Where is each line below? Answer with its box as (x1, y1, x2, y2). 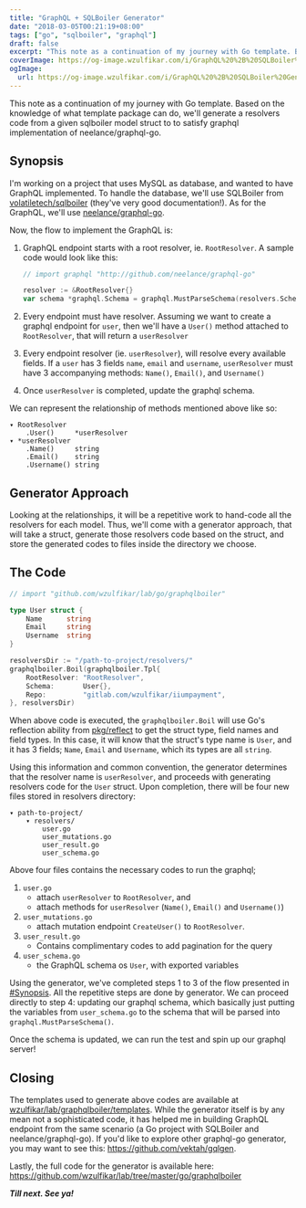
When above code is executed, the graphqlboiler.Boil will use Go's (9, 715, 266, 726)
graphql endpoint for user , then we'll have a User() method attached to (22, 320, 289, 331)
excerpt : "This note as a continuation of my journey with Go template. (9, 47, 291, 57)
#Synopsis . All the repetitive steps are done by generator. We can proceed (9, 987, 290, 998)
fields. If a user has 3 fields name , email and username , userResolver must (22, 358, 293, 369)
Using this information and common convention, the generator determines (9, 762, 288, 772)
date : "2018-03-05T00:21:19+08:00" (9, 22, 145, 31)
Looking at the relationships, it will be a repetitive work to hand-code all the (9, 509, 292, 520)
